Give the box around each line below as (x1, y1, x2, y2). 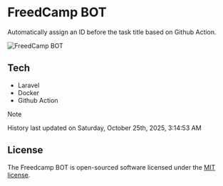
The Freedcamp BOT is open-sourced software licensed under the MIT (7, 163, 216, 171)
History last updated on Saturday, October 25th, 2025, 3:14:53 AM (7, 124, 202, 132)
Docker (17, 88, 40, 97)
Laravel (17, 81, 40, 89)
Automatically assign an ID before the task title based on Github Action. (7, 28, 217, 36)
